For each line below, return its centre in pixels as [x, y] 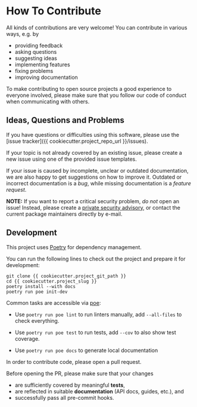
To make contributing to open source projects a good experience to [89, 88]
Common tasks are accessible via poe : [54, 302]
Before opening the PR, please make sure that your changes [80, 373]
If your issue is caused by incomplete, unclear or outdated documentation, [97, 170]
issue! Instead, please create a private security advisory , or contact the [93, 207]
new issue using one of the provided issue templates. [71, 159]
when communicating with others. [48, 101]
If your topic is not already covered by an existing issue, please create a [94, 152]
